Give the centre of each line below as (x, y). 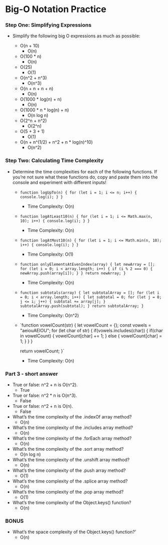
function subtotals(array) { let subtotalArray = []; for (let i (90, 293)
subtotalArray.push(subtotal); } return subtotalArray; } (82, 306)
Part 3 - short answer (32, 374)
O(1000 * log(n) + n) (41, 99)
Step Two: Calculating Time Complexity (54, 161)
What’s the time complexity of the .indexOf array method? (72, 417)
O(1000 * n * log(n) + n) (44, 110)
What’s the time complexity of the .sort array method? (68, 449)
